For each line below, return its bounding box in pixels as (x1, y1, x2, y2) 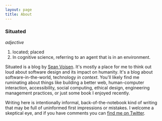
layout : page (5, 7, 32, 12)
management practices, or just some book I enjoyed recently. (5, 90, 130, 96)
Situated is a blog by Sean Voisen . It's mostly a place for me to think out (5, 64, 152, 70)
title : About (5, 12, 32, 17)
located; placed (12, 49, 45, 55)
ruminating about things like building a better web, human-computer (5, 80, 145, 85)
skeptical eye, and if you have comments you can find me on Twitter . (5, 110, 145, 116)
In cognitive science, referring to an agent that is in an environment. (12, 54, 151, 60)
